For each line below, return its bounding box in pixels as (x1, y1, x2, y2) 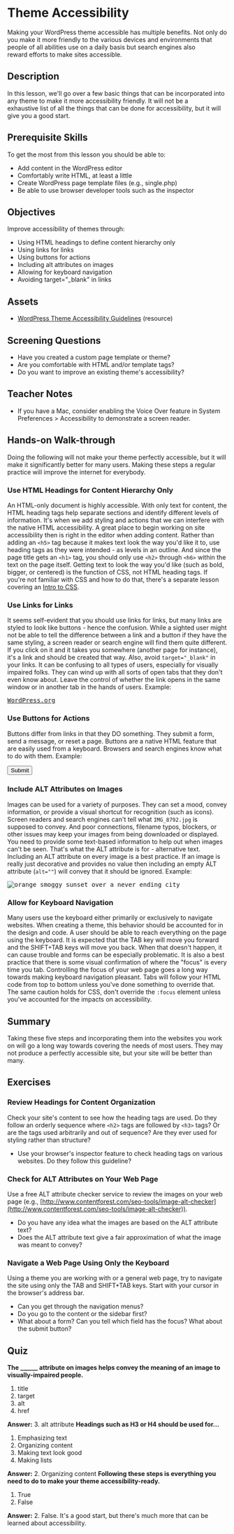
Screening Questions (7, 334, 101, 347)
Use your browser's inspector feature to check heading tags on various (17, 1149, 224, 1157)
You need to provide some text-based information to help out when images (7, 837, 224, 846)
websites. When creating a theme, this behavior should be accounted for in (7, 921, 224, 929)
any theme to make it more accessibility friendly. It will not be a (7, 96, 189, 105)
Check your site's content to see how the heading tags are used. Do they (7, 1113, 217, 1122)
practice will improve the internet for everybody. (7, 468, 146, 476)
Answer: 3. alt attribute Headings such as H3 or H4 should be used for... (7, 1420, 220, 1428)
